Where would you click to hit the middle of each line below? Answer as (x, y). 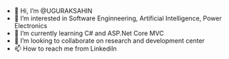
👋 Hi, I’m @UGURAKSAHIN (53, 11)
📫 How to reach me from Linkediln (65, 48)
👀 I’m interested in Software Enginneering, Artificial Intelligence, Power (118, 18)
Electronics (31, 26)
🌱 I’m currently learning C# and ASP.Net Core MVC (89, 33)
